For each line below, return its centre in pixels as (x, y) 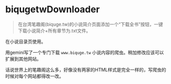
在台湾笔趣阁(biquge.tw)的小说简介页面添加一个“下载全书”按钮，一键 (90, 24)
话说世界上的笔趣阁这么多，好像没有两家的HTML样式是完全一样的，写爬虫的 (86, 70)
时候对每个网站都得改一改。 (35, 76)
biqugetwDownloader (52, 9)
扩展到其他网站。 (23, 59)
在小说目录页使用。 (26, 41)
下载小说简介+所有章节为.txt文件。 (54, 30)
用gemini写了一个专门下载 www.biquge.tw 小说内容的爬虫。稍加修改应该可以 (85, 52)
